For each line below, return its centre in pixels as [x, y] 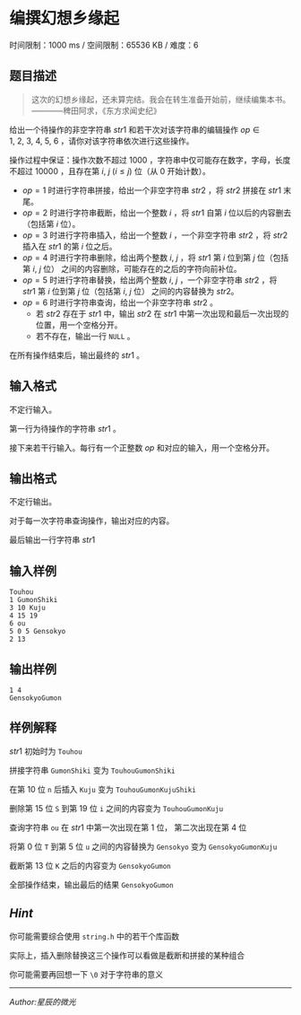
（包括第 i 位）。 [51, 223]
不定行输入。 [33, 409]
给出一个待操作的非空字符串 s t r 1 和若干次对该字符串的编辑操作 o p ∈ [134, 129]
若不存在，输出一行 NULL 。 [86, 336]
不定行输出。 [33, 502]
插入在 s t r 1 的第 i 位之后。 [69, 246]
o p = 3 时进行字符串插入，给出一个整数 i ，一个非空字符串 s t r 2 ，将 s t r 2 [155, 235]
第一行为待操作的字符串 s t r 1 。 [65, 428]
